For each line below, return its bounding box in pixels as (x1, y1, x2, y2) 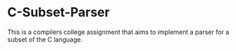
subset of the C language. (7, 35, 83, 43)
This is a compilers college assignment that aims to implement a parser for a (7, 28, 230, 36)
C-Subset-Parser (7, 4, 110, 21)
